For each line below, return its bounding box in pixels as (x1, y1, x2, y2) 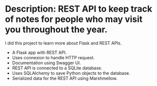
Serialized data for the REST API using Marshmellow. (12, 75, 118, 81)
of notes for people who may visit (5, 14, 143, 25)
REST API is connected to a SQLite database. (12, 65, 103, 71)
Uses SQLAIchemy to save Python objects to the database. (12, 70, 130, 76)
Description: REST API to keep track (5, 3, 152, 15)
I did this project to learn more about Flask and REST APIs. (5, 40, 122, 46)
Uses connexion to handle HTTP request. (12, 54, 95, 60)
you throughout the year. (5, 24, 108, 35)
